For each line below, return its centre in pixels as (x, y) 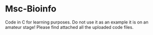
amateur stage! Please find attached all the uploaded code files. (69, 27)
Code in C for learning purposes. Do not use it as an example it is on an (77, 22)
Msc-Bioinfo (31, 9)
